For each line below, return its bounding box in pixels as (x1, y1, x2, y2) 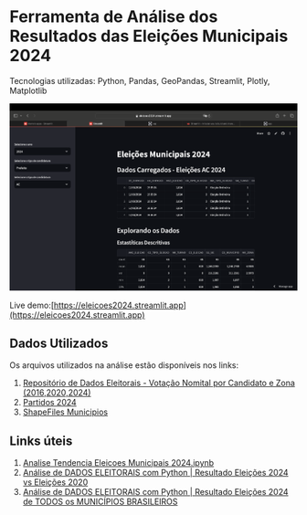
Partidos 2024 (22, 397, 78, 408)
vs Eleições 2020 (22, 477, 89, 488)
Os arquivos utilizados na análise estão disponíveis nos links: (9, 360, 239, 371)
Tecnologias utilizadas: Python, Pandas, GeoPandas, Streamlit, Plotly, (9, 75, 270, 86)
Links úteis (9, 433, 73, 448)
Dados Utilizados (9, 335, 109, 351)
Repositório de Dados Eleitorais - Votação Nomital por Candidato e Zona (22, 377, 295, 389)
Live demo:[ (9, 300, 55, 310)
